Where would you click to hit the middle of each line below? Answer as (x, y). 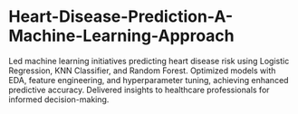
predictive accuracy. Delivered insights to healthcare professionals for (139, 90)
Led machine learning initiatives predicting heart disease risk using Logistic (149, 61)
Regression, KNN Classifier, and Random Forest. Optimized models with (142, 71)
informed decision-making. (59, 99)
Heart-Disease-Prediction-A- (121, 17)
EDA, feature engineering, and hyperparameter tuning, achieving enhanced (149, 80)
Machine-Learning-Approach (121, 36)
